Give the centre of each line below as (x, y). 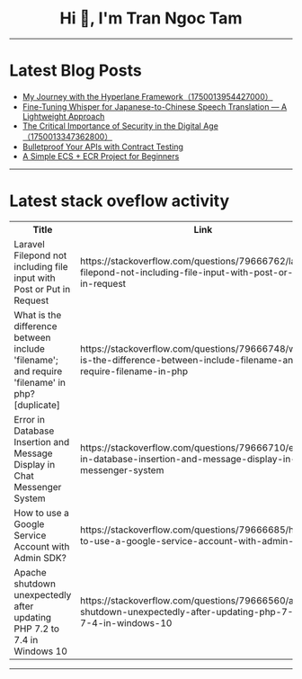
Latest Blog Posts (75, 71)
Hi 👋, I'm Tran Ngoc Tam (151, 18)
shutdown (35, 584)
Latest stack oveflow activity (120, 201)
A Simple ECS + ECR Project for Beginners (101, 156)
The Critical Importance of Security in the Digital (112, 126)
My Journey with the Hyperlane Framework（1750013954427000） (147, 96)
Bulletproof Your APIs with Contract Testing (103, 147)
